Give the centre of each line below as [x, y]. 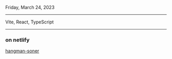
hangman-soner [22, 51]
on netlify [17, 40]
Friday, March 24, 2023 [30, 7]
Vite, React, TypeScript [29, 22]
